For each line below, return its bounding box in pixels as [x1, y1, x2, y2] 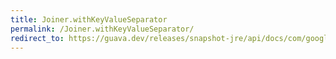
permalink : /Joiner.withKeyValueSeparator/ [10, 24, 195, 34]
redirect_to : [10, 33, 65, 43]
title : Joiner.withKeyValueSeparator [10, 14, 168, 25]
